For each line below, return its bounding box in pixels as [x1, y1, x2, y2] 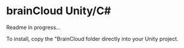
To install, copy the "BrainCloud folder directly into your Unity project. [6, 35, 179, 42]
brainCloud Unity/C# [6, 4, 111, 18]
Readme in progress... [6, 24, 61, 31]
